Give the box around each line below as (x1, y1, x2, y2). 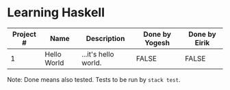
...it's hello (81, 49, 114, 59)
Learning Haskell (7, 5, 105, 20)
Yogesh (144, 37, 170, 47)
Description (86, 33, 125, 43)
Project (12, 29, 36, 39)
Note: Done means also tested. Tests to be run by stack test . (7, 75, 181, 83)
